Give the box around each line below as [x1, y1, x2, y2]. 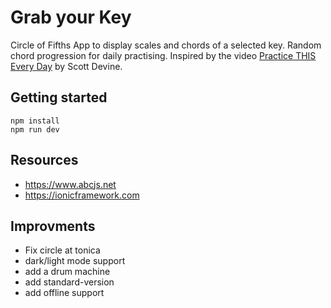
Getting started [10, 89, 108, 106]
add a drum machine [24, 266, 111, 278]
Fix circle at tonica [24, 244, 101, 256]
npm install [10, 116, 60, 126]
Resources [10, 152, 79, 169]
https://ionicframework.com [24, 189, 140, 201]
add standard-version [24, 276, 115, 288]
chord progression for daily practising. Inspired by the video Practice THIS [10, 49, 317, 61]
